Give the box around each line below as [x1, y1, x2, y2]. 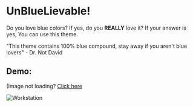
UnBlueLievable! [6, 4, 91, 18]
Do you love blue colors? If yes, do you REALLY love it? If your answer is [6, 24, 186, 31]
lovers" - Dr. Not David [6, 48, 63, 56]
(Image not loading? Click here [6, 82, 83, 89]
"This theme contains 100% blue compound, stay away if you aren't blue [6, 42, 188, 50]
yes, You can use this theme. [6, 30, 79, 37]
